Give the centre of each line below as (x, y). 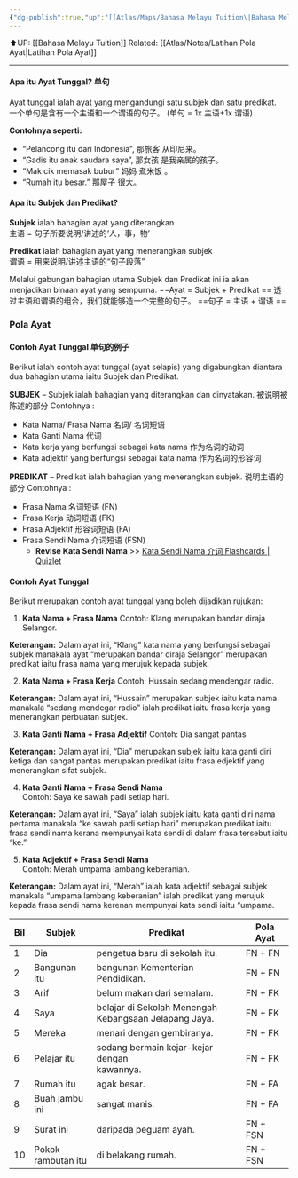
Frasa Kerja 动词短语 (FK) (68, 518)
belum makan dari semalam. (155, 993)
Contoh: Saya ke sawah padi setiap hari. (95, 797)
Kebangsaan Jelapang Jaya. (155, 1019)
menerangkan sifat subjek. (58, 771)
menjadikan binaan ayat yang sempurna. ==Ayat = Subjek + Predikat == (141, 290)
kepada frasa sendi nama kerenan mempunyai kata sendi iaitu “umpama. (142, 905)
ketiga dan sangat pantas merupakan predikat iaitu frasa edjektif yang (137, 761)
